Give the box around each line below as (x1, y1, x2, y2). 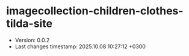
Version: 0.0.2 (14, 36, 50, 43)
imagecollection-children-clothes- (6, 4, 184, 18)
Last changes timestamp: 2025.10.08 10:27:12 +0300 (14, 43, 146, 50)
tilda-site (6, 17, 53, 30)
